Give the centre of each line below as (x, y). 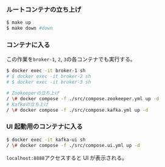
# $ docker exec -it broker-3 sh (49, 82)
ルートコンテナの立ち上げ (44, 9)
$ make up (19, 22)
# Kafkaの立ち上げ (27, 104)
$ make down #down (30, 29)
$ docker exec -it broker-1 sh (46, 71)
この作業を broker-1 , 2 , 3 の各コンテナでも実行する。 (71, 60)
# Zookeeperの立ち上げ (33, 93)
